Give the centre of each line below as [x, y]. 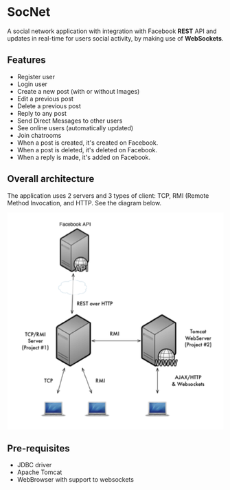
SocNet [29, 12]
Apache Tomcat [39, 472]
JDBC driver [34, 465]
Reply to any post [42, 113]
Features [26, 60]
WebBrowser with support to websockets [75, 480]
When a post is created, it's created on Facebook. [88, 143]
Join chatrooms [39, 135]
